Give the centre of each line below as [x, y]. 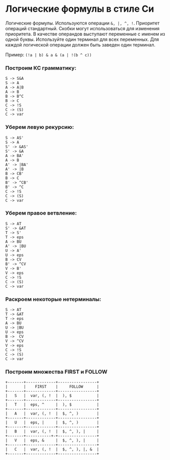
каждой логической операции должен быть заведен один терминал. [80, 44]
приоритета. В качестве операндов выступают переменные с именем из [85, 34]
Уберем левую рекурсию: [40, 127]
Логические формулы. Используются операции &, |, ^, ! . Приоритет [82, 23]
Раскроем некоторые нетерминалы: [53, 299]
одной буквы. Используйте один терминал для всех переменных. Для [82, 39]
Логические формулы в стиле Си [80, 9]
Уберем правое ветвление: [41, 213]
